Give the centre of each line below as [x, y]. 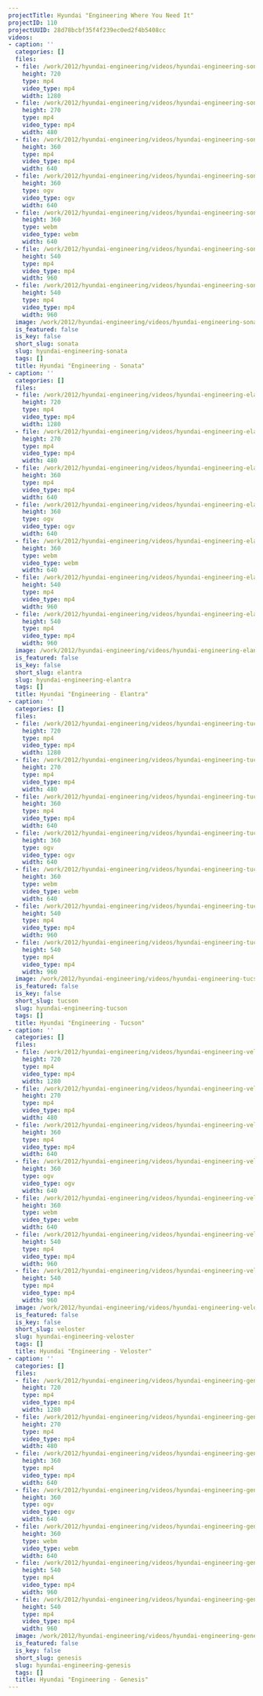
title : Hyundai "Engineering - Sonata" [80, 366]
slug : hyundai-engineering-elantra [73, 680]
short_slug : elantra [49, 672]
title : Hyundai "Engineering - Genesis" [82, 1680]
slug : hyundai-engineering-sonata [71, 351]
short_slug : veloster [50, 1329]
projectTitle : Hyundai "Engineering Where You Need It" [101, 15]
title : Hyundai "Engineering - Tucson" [80, 1023]
